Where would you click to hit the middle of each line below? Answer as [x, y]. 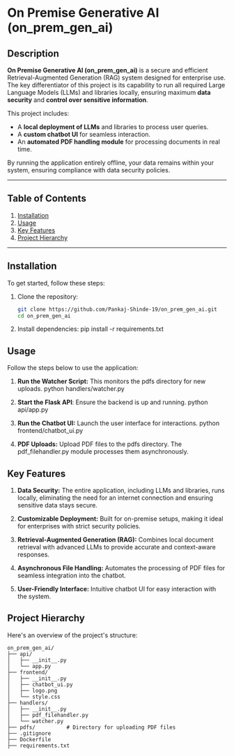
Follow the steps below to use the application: [73, 368]
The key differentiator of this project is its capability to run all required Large [116, 85]
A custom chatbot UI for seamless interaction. [84, 134]
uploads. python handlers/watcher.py [71, 389]
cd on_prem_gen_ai [44, 316]
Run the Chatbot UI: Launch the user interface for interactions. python [118, 423]
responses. [33, 554]
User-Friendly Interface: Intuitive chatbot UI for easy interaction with [117, 589]
